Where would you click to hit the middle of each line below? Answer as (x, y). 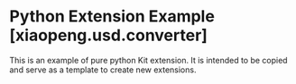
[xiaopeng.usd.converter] (108, 35)
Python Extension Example (112, 17)
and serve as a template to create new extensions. (103, 70)
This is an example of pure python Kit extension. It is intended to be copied (148, 60)
